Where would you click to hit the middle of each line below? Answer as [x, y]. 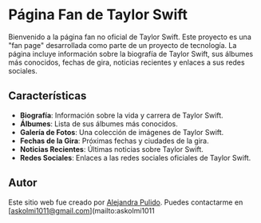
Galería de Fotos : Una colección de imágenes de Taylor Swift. [122, 132]
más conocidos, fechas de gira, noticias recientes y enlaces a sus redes [127, 62]
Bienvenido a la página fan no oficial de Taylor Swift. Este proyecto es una [130, 37]
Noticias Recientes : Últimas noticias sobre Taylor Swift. [111, 149]
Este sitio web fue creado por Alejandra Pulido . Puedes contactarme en [126, 202]
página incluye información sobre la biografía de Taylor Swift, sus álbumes [131, 54]
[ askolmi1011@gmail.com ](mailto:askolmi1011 [81, 210]
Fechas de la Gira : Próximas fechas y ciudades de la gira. [114, 141]
